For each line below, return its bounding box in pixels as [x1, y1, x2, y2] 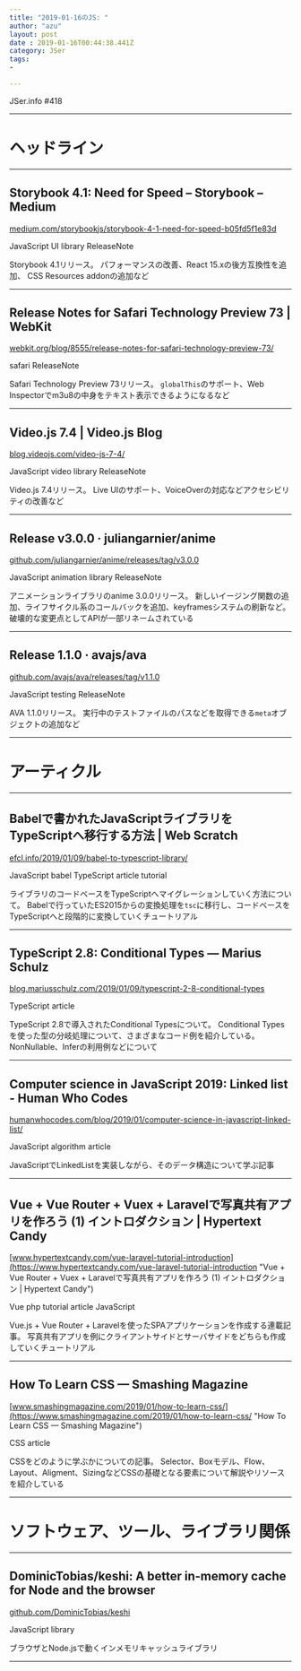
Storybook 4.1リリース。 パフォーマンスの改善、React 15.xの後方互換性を [9, 259, 279, 270]
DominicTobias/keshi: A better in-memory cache [9, 1569, 287, 1584]
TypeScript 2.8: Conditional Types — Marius [9, 946, 262, 961]
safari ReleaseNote [9, 360, 80, 371]
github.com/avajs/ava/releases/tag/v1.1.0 [9, 671, 160, 682]
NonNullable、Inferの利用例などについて [9, 1042, 159, 1052]
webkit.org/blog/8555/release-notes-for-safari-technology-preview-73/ [9, 342, 275, 354]
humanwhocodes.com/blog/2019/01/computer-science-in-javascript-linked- [9, 1114, 291, 1125]
